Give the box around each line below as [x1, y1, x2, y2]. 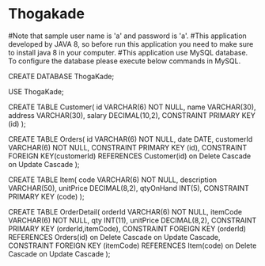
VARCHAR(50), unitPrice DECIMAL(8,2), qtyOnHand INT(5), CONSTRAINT [8, 183, 249, 192]
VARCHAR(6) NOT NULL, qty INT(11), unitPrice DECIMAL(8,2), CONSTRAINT [8, 215, 257, 225]
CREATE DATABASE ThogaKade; [8, 71, 115, 81]
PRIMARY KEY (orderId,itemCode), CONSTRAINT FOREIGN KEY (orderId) [8, 223, 247, 234]
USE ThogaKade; [8, 86, 65, 96]
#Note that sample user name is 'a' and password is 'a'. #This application [8, 31, 247, 40]
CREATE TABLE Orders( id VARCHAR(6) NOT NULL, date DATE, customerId [8, 134, 253, 143]
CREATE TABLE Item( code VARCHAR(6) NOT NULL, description [8, 175, 218, 184]
